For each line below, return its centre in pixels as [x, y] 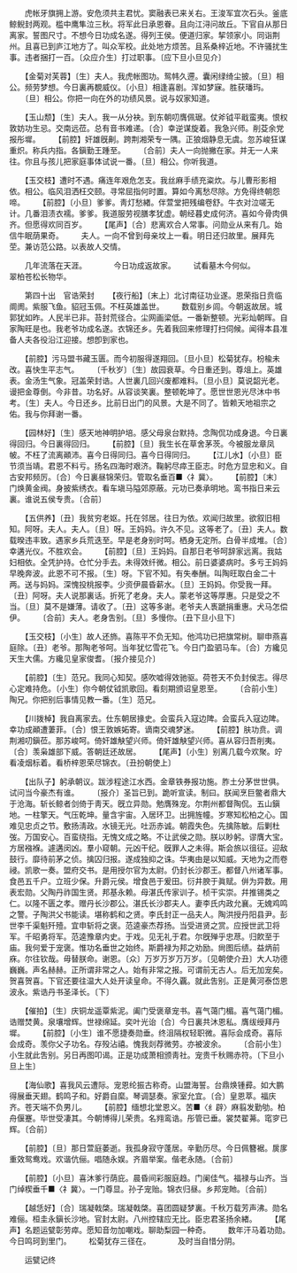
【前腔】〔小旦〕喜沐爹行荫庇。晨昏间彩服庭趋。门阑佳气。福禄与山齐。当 [156, 1178]
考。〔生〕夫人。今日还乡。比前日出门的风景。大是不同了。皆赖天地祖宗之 [143, 403]
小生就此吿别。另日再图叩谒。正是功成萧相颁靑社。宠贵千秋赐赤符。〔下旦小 [147, 1055]
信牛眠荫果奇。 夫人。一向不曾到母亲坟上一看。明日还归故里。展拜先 [142, 236]
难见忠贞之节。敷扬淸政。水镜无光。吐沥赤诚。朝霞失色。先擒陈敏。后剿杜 [145, 826]
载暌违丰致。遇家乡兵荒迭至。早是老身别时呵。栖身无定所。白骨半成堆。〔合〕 [148, 540]
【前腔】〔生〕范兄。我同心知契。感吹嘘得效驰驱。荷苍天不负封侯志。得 [152, 677]
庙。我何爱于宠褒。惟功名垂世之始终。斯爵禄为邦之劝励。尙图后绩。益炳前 [145, 947]
